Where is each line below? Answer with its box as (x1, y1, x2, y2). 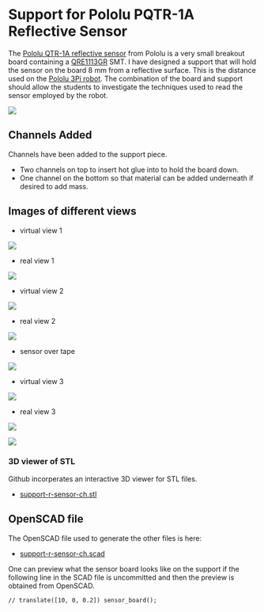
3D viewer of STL (8, 456, 76, 467)
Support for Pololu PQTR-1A (8, 6, 195, 24)
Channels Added (8, 128, 92, 142)
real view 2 (19, 316, 56, 325)
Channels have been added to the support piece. (8, 149, 168, 159)
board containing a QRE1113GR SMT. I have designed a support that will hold (8, 57, 257, 67)
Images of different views (8, 204, 137, 219)
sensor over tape (19, 346, 75, 355)
